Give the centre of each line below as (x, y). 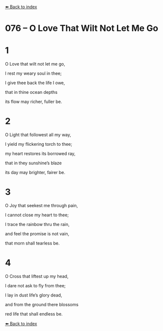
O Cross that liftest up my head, (37, 276)
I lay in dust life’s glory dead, (34, 295)
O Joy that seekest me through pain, (41, 205)
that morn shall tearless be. (32, 243)
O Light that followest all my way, (38, 135)
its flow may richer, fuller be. (34, 102)
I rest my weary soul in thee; (33, 73)
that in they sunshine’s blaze (33, 163)
